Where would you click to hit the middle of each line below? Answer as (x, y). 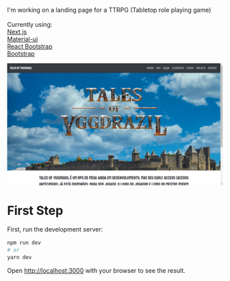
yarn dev (20, 258)
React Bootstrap (30, 46)
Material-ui (23, 39)
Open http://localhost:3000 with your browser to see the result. (97, 271)
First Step (35, 211)
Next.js (17, 32)
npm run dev (24, 243)
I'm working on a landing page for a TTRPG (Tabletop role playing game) (109, 10)
